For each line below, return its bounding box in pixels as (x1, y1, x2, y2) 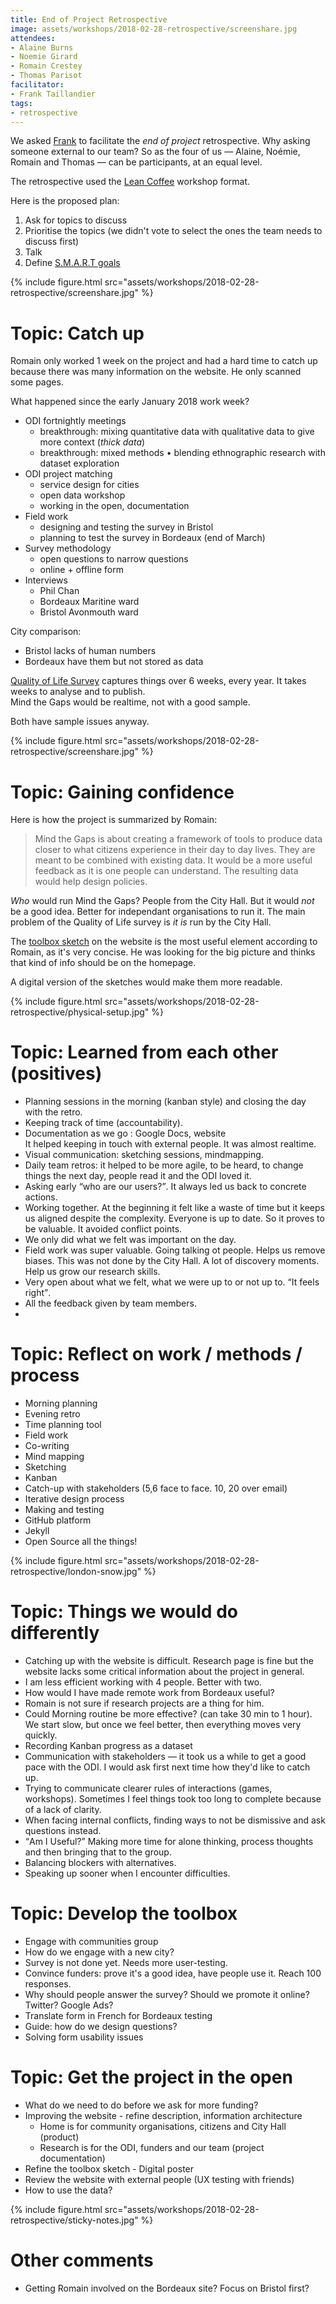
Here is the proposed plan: (10, 195, 120, 207)
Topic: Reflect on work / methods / (10, 1343, 303, 1366)
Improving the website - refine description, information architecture (24, 2109, 303, 2121)
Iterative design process (24, 1493, 125, 1505)
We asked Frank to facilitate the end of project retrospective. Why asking (10, 135, 311, 147)
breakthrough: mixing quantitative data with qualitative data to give (39, 426, 315, 438)
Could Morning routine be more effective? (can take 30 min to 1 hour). (24, 1708, 313, 1720)
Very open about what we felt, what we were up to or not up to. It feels (24, 1276, 320, 1288)
